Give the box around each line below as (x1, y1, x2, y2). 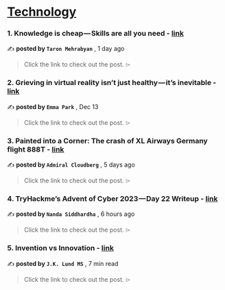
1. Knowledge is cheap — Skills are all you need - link (7, 29, 184, 38)
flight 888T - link (7, 145, 64, 154)
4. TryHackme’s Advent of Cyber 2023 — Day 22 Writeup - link (7, 194, 218, 203)
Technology (7, 4, 77, 20)
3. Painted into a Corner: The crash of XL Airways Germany (7, 136, 208, 145)
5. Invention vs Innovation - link (7, 243, 115, 253)
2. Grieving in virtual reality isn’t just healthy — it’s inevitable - (7, 78, 217, 88)
